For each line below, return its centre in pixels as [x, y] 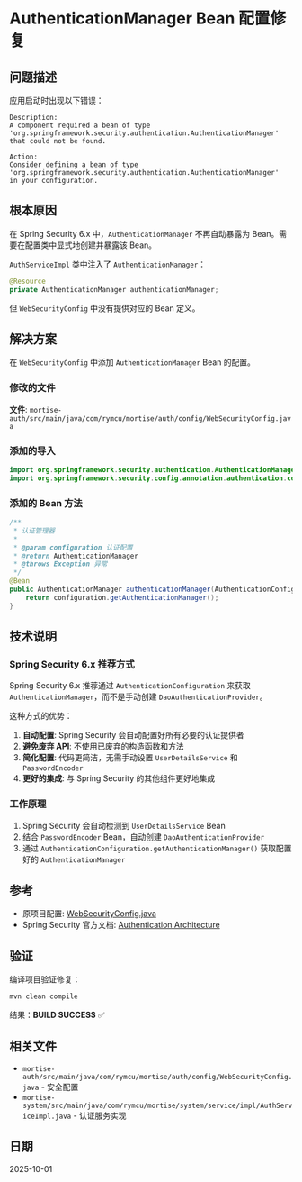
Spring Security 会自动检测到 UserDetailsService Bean [124, 825]
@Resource [28, 281]
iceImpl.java [47, 1116]
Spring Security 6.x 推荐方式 [72, 664]
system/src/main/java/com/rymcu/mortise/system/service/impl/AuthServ [157, 1105]
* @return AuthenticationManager [76, 556]
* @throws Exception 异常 [60, 564]
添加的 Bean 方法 [46, 503]
